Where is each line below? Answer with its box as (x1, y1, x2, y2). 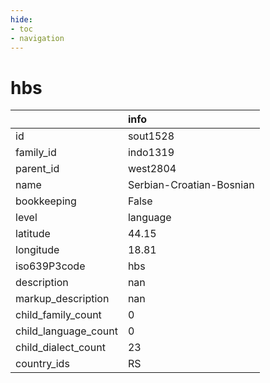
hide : (10, 14, 33, 25)
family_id (15, 146, 57, 160)
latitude (15, 227, 51, 241)
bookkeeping (15, 194, 77, 208)
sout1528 (127, 129, 175, 143)
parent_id (15, 162, 60, 176)
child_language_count (15, 324, 118, 338)
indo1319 (127, 146, 175, 160)
